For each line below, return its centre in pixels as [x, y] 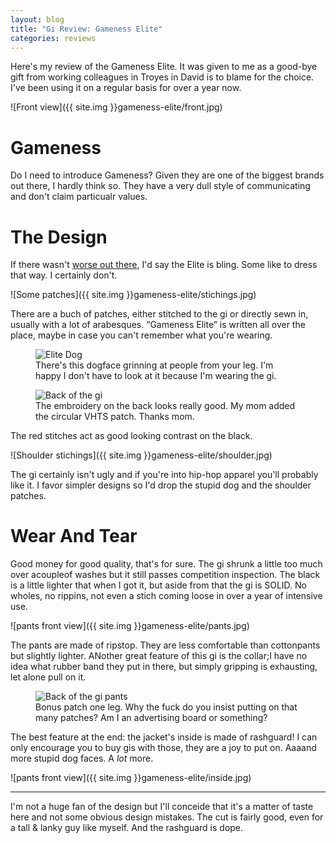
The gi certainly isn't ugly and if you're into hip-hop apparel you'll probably [164, 475]
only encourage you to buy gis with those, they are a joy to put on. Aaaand [163, 748]
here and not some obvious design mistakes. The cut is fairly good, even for [167, 817]
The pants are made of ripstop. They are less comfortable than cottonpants [165, 645]
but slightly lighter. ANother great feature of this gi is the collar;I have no [159, 656]
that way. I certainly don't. [64, 275]
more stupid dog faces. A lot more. [82, 758]
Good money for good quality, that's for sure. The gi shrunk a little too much [166, 564]
